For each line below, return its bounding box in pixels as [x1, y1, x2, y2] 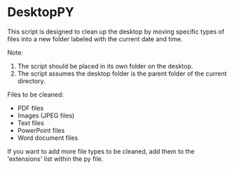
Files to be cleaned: [7, 90, 64, 99]
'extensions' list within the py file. [7, 155, 104, 163]
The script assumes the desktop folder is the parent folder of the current [17, 69, 227, 78]
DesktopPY [7, 4, 75, 20]
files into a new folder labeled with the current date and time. [7, 34, 184, 43]
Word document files [17, 134, 78, 142]
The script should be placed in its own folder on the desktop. [17, 62, 193, 70]
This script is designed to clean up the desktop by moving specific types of [7, 27, 225, 36]
